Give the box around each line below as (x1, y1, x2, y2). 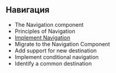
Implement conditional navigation (14, 53, 99, 60)
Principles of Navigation (14, 27, 75, 35)
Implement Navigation (14, 33, 71, 41)
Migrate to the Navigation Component (14, 40, 110, 47)
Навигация (6, 5, 50, 15)
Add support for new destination (14, 47, 97, 54)
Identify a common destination (14, 60, 92, 67)
